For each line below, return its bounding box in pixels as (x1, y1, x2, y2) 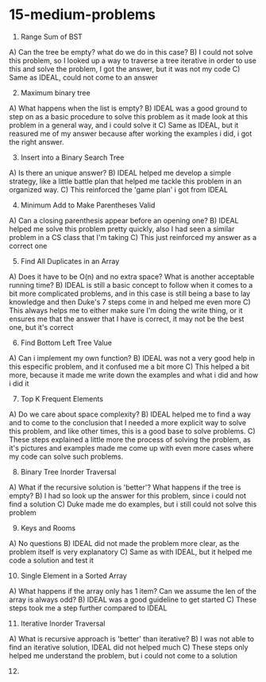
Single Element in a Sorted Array (20, 571, 128, 580)
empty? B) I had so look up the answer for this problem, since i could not (9, 490, 247, 500)
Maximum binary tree (20, 87, 91, 97)
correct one (9, 241, 48, 250)
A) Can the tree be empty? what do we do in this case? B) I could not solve (9, 47, 253, 56)
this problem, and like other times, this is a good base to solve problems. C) (9, 426, 256, 436)
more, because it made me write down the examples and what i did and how (9, 370, 259, 379)
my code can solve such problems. (9, 451, 124, 461)
